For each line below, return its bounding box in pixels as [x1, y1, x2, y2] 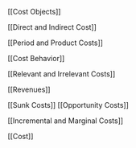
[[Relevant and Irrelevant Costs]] [7, 69, 116, 79]
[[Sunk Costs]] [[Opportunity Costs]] [7, 101, 130, 109]
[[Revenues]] [7, 84, 51, 94]
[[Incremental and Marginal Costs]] [7, 116, 124, 125]
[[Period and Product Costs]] [7, 38, 104, 47]
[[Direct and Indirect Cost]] [7, 23, 97, 31]
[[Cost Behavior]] [7, 54, 65, 63]
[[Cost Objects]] [7, 7, 61, 16]
